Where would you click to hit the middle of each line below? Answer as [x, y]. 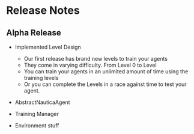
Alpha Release [34, 33]
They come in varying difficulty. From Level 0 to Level [90, 65]
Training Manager [37, 114]
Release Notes [43, 11]
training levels [41, 78]
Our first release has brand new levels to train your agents [96, 59]
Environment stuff [37, 126]
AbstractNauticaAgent [42, 102]
